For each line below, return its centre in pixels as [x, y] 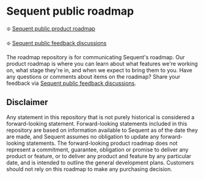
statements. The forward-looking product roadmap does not [102, 143]
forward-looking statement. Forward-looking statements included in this [97, 123]
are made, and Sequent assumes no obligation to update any [83, 136]
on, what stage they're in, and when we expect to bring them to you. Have [99, 70]
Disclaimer [27, 102]
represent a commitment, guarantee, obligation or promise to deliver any [97, 149]
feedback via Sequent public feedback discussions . [71, 83]
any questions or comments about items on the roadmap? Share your [93, 76]
